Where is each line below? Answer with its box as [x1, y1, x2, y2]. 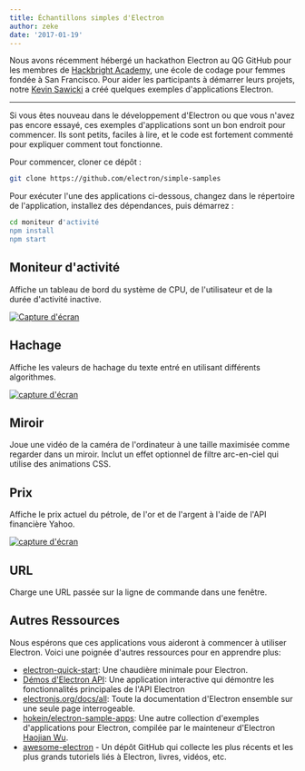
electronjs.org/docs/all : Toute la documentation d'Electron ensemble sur [22, 693, 293, 704]
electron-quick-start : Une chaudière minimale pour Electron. [22, 664, 249, 675]
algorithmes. [9, 371, 56, 382]
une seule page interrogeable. [22, 703, 136, 714]
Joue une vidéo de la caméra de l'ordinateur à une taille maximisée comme [9, 440, 290, 450]
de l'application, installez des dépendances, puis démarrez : [9, 201, 234, 212]
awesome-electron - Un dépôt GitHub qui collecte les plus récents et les [22, 741, 293, 752]
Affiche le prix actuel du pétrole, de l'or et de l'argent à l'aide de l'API [9, 509, 267, 520]
